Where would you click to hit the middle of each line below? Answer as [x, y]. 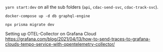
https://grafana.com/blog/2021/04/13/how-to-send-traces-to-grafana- [78, 39]
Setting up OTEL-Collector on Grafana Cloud [51, 34]
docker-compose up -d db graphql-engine [48, 16]
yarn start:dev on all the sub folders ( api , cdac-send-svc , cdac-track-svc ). [82, 7]
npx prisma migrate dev [30, 25]
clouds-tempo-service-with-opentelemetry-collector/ [60, 44]
